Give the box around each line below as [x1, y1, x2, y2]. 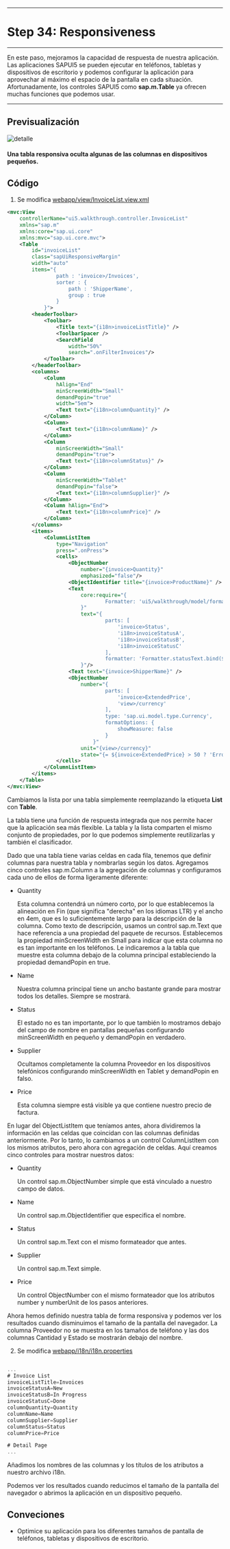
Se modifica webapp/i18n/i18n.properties [16, 1347, 133, 1355]
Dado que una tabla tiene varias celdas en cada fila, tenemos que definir [7, 851, 212, 859]
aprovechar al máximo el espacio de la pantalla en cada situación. [7, 75, 193, 83]
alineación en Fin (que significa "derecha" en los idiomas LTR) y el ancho [16, 907, 223, 915]
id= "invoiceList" [31, 247, 81, 254]
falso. [16, 1074, 33, 1082]
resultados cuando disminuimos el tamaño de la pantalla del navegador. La [7, 1318, 218, 1327]
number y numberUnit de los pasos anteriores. [16, 1298, 149, 1306]
